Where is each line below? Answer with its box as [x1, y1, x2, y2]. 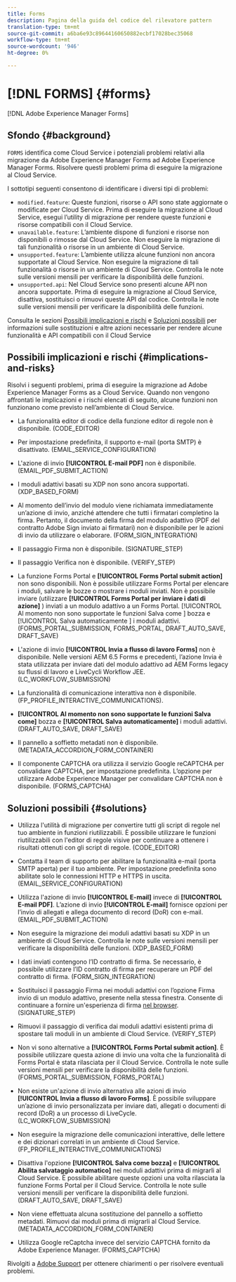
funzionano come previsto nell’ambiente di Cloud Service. [7, 403, 174, 412]
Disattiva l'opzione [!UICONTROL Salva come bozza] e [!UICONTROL [17, 1159, 220, 1167]
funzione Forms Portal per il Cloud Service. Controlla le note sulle [17, 1181, 207, 1190]
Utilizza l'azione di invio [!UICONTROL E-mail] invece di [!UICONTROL [17, 893, 223, 902]
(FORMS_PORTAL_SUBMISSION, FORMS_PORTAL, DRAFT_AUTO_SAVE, [17, 624, 226, 633]
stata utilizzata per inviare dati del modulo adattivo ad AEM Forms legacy [17, 660, 228, 668]
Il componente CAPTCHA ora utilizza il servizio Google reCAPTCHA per [17, 760, 225, 768]
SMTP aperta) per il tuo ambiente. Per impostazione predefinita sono [17, 865, 217, 873]
